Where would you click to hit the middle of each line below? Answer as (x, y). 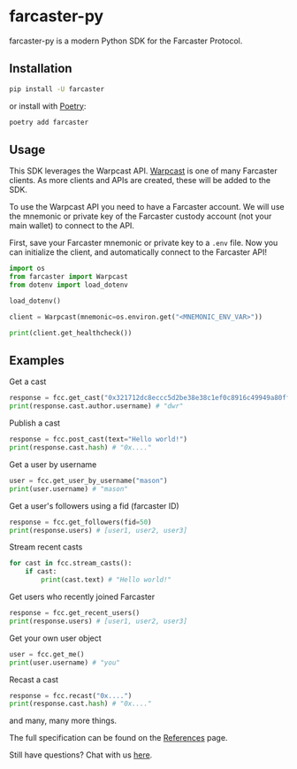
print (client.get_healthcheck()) (71, 333)
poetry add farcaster (49, 122)
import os (27, 269)
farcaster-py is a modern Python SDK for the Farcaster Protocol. (126, 41)
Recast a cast (34, 680)
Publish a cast (34, 423)
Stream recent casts (46, 547)
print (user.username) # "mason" (69, 488)
